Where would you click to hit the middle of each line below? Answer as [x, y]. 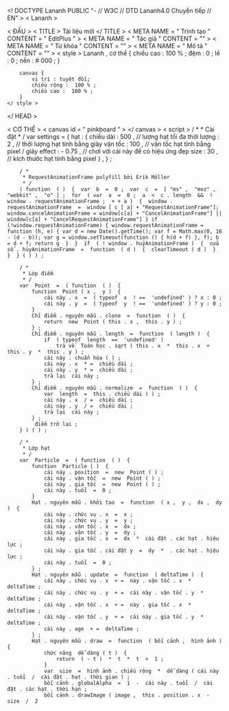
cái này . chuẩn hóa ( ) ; [82, 358]
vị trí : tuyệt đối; [61, 79]
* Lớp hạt [36, 448]
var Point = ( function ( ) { [70, 286]
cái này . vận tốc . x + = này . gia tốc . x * [118, 605]
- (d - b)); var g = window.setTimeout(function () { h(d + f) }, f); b [113, 237]
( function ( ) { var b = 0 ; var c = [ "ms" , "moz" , [118, 189]
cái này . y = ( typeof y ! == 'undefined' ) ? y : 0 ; [133, 304]
